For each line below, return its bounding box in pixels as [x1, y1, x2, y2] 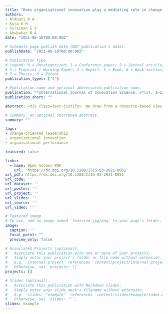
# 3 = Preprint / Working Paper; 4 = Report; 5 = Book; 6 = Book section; [5, 67, 164, 72]
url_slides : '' [5, 195, 37, 200]
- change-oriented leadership [5, 131, 68, 136]
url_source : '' [5, 200, 37, 205]
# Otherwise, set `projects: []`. [5, 265, 81, 270]
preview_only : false [9, 237, 52, 242]
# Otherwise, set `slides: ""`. [5, 297, 77, 302]
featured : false [5, 149, 39, 154]
